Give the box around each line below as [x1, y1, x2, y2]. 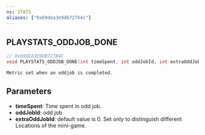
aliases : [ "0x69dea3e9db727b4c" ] [6, 15, 92, 21]
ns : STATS [6, 9, 32, 15]
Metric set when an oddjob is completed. [6, 70, 113, 76]
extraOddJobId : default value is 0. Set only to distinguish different [15, 115, 182, 122]
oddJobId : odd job [15, 109, 63, 116]
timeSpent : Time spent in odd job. [15, 102, 102, 109]
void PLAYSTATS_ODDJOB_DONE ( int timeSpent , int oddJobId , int [6, 59, 168, 65]
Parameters [6, 86, 52, 97]
